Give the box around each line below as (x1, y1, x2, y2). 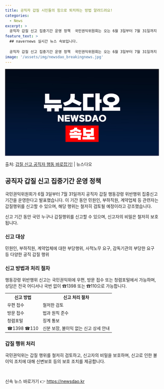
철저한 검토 (42, 302, 64, 308)
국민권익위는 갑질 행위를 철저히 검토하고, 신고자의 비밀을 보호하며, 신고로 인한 (5, 352, 152, 358)
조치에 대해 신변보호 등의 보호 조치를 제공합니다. (14, 358, 105, 364)
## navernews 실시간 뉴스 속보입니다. (9, 39, 78, 44)
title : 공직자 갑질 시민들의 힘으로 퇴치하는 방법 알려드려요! (5, 8, 113, 13)
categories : (5, 13, 29, 18)
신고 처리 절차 (63, 294, 89, 300)
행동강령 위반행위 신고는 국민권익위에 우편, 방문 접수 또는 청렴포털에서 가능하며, (5, 277, 156, 283)
